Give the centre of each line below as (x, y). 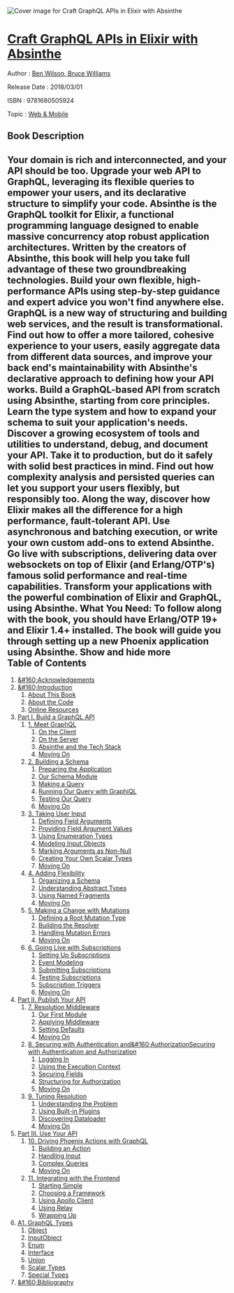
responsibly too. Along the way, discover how (109, 499)
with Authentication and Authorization (82, 1052)
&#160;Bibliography (45, 1282)
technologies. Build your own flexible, (91, 280)
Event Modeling (61, 963)
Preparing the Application (75, 769)
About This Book (52, 695)
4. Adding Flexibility (56, 873)
